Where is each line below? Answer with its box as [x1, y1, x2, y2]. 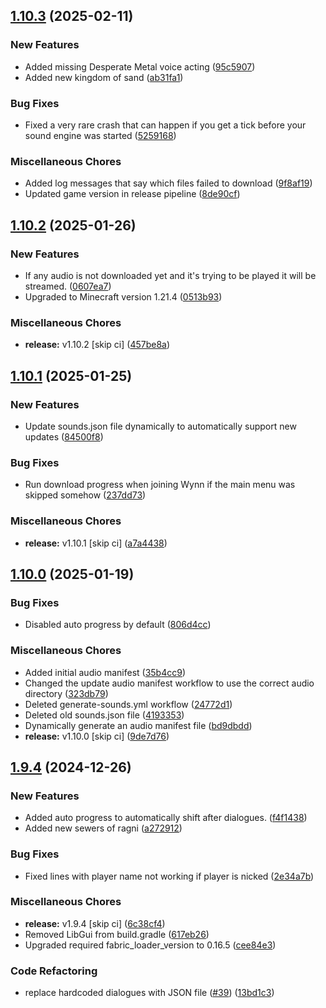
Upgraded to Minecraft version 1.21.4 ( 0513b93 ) [24, 290, 223, 303]
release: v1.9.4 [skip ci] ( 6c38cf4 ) [24, 917, 166, 929]
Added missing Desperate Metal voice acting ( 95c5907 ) [24, 60, 256, 73]
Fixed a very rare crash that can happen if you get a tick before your [24, 119, 307, 131]
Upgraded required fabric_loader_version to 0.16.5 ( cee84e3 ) [24, 939, 277, 951]
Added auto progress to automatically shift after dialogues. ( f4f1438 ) [24, 812, 308, 824]
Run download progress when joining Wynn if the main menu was [24, 479, 296, 491]
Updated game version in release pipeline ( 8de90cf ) [24, 188, 241, 200]
